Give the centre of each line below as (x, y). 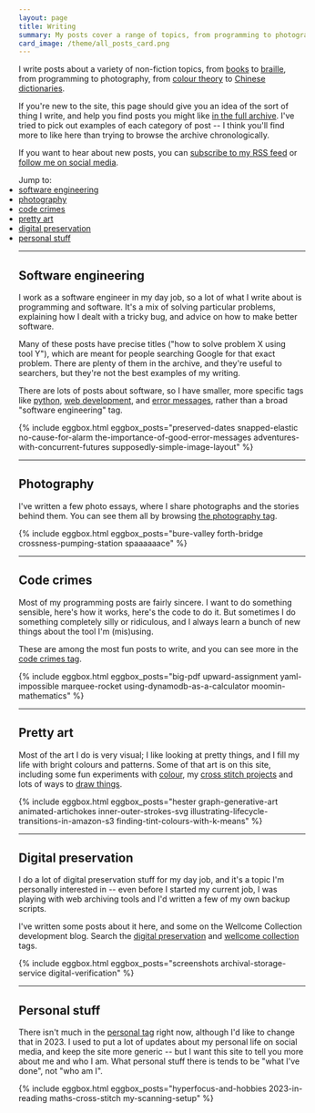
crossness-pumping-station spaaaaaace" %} (103, 543)
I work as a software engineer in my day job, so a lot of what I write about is (160, 298)
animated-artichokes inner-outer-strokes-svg (104, 811)
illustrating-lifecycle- (229, 811)
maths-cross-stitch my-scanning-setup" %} (131, 1098)
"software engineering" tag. (71, 410)
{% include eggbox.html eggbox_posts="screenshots (119, 964)
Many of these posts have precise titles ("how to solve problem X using (152, 344)
